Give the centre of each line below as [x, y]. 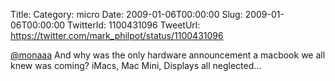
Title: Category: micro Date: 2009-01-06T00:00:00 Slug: [126, 14]
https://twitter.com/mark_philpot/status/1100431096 [117, 35]
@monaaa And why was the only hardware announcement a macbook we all [168, 55]
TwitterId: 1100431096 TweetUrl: [134, 25]
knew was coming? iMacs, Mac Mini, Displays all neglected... [136, 65]
